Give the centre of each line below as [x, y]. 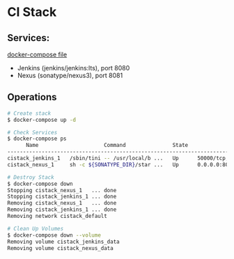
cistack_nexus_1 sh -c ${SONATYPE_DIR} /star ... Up [93, 164]
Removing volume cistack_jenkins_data [63, 242]
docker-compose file [37, 54]
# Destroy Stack [31, 177]
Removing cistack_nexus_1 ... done [62, 203]
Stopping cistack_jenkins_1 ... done [62, 197]
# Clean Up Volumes [36, 228]
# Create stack [29, 113]
